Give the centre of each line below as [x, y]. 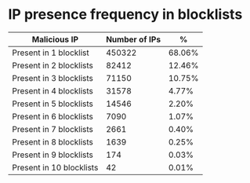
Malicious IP [55, 39]
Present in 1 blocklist [51, 53]
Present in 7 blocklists [53, 129]
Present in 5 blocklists [53, 104]
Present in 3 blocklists [53, 78]
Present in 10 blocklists [55, 167]
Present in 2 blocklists [53, 65]
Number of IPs [133, 39]
